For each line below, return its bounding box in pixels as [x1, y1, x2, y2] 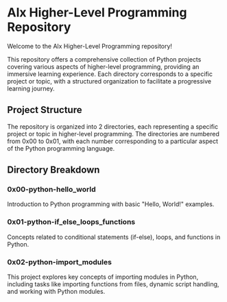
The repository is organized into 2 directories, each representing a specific [7, 122, 219, 131]
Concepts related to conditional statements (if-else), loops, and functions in [7, 233, 221, 241]
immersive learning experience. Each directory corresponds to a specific [7, 70, 213, 78]
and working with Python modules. [7, 288, 106, 296]
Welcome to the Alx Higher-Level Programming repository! [7, 42, 173, 50]
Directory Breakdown [7, 164, 100, 176]
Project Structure [7, 104, 82, 116]
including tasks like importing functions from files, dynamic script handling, [7, 280, 219, 288]
